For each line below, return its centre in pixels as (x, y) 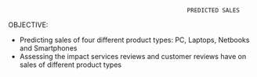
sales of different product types (71, 65)
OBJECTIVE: (28, 25)
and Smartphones (48, 48)
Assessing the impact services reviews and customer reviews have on (133, 56)
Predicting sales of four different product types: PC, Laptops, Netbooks (134, 40)
